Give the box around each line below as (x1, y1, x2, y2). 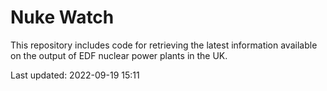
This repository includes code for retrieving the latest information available (10, 39, 318, 51)
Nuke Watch (10, 6, 115, 29)
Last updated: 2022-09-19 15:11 (10, 69, 140, 81)
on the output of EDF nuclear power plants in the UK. (10, 49, 228, 61)
